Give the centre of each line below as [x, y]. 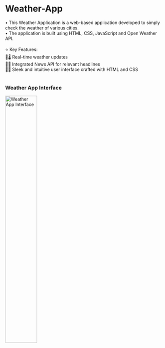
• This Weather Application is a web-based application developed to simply [83, 22]
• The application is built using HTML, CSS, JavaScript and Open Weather [81, 33]
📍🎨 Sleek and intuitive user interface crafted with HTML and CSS [72, 69]
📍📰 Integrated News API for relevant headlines [53, 64]
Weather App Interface [34, 87]
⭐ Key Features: [21, 49]
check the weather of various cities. [42, 27]
